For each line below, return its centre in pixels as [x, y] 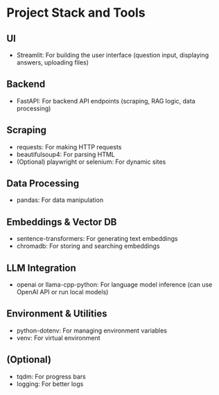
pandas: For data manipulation [60, 200]
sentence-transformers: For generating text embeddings [97, 239]
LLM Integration [42, 268]
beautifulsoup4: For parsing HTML [66, 154]
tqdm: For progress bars [51, 376]
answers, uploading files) [53, 62]
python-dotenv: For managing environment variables [92, 330]
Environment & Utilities [57, 314]
